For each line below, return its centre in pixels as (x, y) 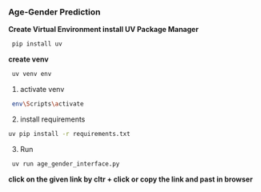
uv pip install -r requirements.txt (69, 134)
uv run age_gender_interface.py (66, 164)
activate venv (42, 90)
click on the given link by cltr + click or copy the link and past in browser (131, 179)
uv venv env (32, 74)
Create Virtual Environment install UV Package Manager (103, 30)
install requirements (52, 119)
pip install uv (37, 44)
